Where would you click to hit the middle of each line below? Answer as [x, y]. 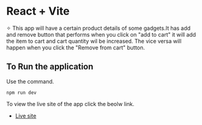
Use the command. [30, 81]
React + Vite [38, 11]
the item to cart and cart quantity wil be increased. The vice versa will [94, 41]
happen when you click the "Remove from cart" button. [76, 48]
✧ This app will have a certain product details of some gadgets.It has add [99, 28]
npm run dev [21, 93]
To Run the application [50, 67]
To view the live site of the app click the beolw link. [70, 104]
